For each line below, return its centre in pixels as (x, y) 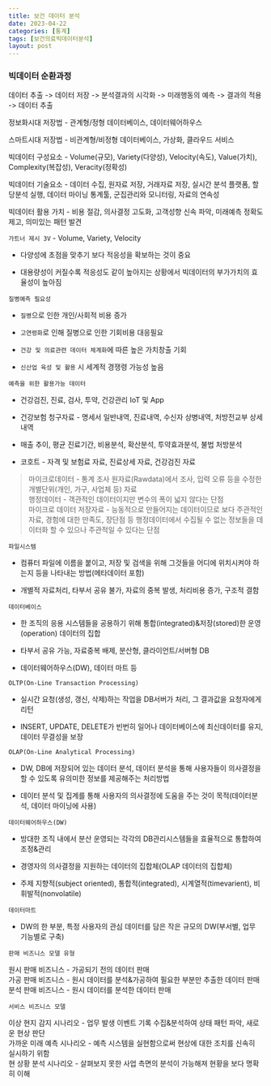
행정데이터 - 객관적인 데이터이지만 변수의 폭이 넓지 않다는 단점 (126, 499)
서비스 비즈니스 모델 (37, 1007)
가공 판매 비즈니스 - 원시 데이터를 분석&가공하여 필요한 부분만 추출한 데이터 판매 (134, 980)
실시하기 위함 (29, 1054)
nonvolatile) (62, 894)
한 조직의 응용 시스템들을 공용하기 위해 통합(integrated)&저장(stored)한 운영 (140, 623)
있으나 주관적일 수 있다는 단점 (114, 530)
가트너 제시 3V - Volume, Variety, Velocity (75, 238)
